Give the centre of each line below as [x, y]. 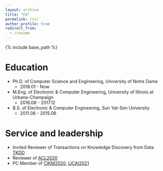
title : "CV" [17, 14]
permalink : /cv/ [22, 19]
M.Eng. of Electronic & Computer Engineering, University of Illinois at [83, 92]
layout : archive [22, 10]
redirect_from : [21, 28]
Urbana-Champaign [33, 97]
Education [27, 67]
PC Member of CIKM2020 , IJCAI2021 [51, 163]
